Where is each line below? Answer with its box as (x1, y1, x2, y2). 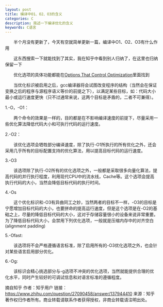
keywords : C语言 (5, 25, 36, 30)
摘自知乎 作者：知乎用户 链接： (5, 285, 67, 290)
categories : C (5, 16, 34, 21)
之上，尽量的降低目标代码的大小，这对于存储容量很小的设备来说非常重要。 (9, 212, 158, 218)
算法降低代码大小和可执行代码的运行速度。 (17, 121, 103, 127)
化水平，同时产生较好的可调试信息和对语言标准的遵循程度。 (5, 274, 124, 280)
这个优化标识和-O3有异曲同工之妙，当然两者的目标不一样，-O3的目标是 (13, 200, 157, 205)
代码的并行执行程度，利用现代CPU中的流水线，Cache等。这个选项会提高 (9, 173, 155, 180)
